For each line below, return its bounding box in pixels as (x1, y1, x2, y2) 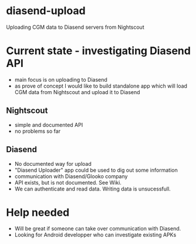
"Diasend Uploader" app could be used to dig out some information (14, 166, 178, 173)
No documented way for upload (14, 160, 92, 167)
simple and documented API (14, 121, 83, 128)
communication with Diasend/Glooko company (14, 172, 128, 180)
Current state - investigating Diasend (6, 44, 191, 58)
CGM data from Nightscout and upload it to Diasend (14, 88, 140, 95)
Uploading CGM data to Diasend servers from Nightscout (6, 24, 145, 31)
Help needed (6, 206, 70, 219)
